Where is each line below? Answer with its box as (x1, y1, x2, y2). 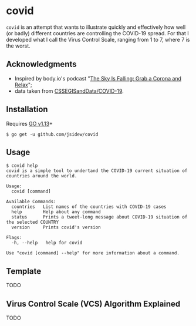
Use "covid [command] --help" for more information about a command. (6, 250, 180, 256)
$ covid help (6, 163, 38, 169)
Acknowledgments (6, 59, 77, 69)
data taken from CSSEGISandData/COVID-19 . (14, 87, 124, 95)
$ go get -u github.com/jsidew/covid (6, 131, 99, 137)
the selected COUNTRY (6, 219, 59, 226)
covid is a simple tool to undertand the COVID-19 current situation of (6, 168, 188, 174)
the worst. (6, 42, 31, 49)
